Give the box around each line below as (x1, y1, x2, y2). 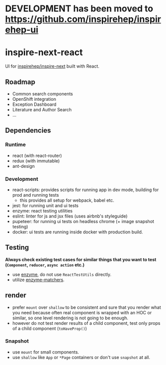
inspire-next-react (5, 47, 83, 58)
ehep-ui (5, 24, 39, 35)
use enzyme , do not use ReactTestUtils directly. (12, 271, 111, 277)
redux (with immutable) (12, 157, 60, 164)
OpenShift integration (12, 96, 56, 102)
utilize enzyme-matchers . (12, 277, 65, 283)
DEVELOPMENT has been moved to (5, 3, 154, 14)
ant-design (12, 163, 35, 169)
